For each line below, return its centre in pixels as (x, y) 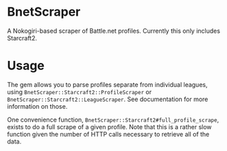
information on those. (37, 106)
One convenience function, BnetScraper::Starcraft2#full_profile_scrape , (113, 120)
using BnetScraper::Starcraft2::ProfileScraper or (80, 92)
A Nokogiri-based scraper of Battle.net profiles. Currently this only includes (114, 31)
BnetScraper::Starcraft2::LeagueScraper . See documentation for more (108, 99)
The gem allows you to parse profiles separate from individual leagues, (107, 84)
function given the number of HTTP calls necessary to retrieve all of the (108, 134)
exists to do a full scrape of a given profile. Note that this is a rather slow (109, 126)
